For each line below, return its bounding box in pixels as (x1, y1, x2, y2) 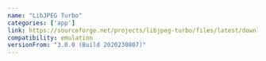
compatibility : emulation (7, 33, 93, 42)
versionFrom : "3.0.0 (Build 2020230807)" (7, 41, 147, 49)
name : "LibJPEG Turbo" (7, 11, 83, 20)
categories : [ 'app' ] (7, 19, 76, 27)
